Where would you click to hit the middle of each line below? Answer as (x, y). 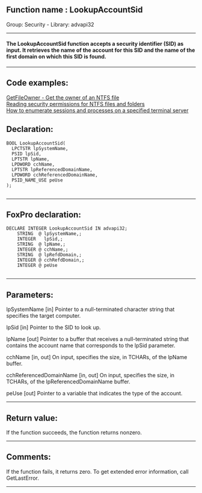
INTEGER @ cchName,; (43, 250)
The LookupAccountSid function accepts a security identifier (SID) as (95, 44)
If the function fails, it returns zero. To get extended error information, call (97, 471)
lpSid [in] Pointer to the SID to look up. (54, 327)
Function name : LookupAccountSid (75, 10)
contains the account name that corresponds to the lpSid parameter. (91, 345)
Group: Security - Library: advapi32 (50, 24)
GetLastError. (23, 478)
